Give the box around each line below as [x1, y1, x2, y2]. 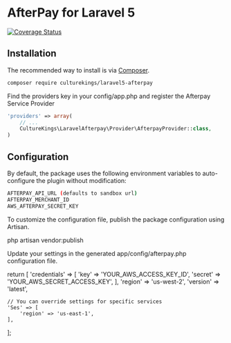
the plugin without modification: [36, 176, 127, 184]
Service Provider [7, 99, 55, 108]
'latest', [7, 284, 28, 293]
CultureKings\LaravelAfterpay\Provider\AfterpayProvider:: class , [19, 126, 212, 133]
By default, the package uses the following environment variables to [7, 169, 201, 177]
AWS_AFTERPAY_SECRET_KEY [7, 202, 79, 210]
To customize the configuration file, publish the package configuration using [7, 215, 225, 224]
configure [7, 176, 35, 184]
